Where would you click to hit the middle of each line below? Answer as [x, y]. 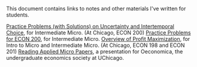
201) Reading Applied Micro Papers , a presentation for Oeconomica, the [95, 52]
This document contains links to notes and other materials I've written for [96, 9]
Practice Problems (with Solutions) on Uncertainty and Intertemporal [90, 26]
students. [18, 15]
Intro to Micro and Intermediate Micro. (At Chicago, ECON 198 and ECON [96, 45]
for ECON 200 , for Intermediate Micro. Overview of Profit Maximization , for [98, 39]
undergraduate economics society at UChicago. [65, 58]
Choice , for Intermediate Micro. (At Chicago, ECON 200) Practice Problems [98, 33]
